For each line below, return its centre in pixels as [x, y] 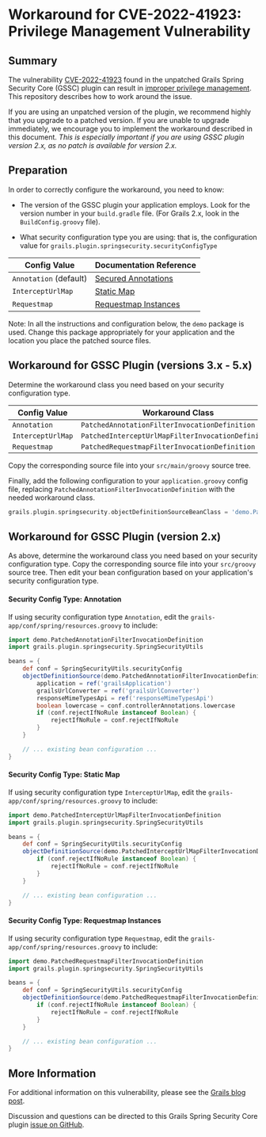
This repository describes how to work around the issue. [100, 96]
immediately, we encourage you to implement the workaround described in [131, 129]
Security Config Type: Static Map [64, 775]
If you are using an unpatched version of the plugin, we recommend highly [130, 112]
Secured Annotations [134, 278]
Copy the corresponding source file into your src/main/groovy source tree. [129, 465]
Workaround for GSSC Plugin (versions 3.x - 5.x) [130, 366]
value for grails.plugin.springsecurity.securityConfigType [118, 245]
